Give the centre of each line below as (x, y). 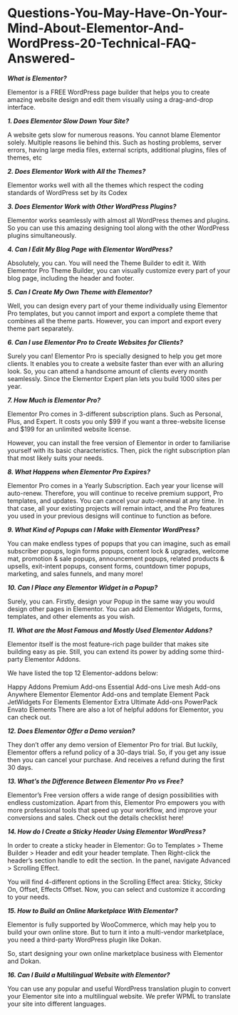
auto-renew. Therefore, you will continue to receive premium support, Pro (115, 493)
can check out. (29, 717)
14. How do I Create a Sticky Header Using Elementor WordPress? (107, 831)
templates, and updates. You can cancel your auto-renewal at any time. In (115, 501)
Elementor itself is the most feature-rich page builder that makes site (108, 644)
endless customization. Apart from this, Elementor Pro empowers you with (117, 802)
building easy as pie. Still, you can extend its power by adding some (107, 651)
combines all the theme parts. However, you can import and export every (115, 321)
